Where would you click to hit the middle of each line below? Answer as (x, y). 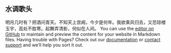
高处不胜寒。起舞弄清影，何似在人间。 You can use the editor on (86, 28)
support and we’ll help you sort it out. (44, 45)
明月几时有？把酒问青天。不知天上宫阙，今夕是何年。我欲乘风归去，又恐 (81, 22)
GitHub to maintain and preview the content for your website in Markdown (83, 34)
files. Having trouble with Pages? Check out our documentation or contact (83, 39)
